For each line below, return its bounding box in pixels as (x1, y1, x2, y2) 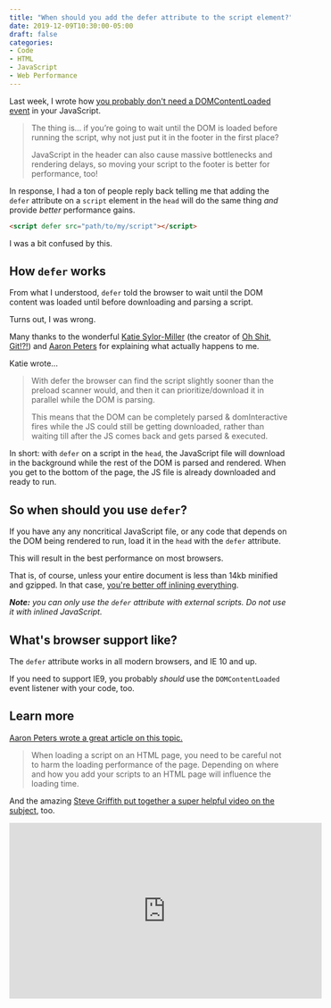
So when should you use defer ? (9, 502, 187, 518)
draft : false (9, 29, 58, 38)
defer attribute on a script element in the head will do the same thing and (9, 195, 278, 205)
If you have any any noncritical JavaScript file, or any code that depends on (9, 526, 287, 537)
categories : (9, 37, 54, 47)
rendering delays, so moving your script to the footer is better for (30, 158, 270, 170)
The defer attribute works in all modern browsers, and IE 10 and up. (9, 656, 257, 667)
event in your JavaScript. (9, 104, 101, 116)
